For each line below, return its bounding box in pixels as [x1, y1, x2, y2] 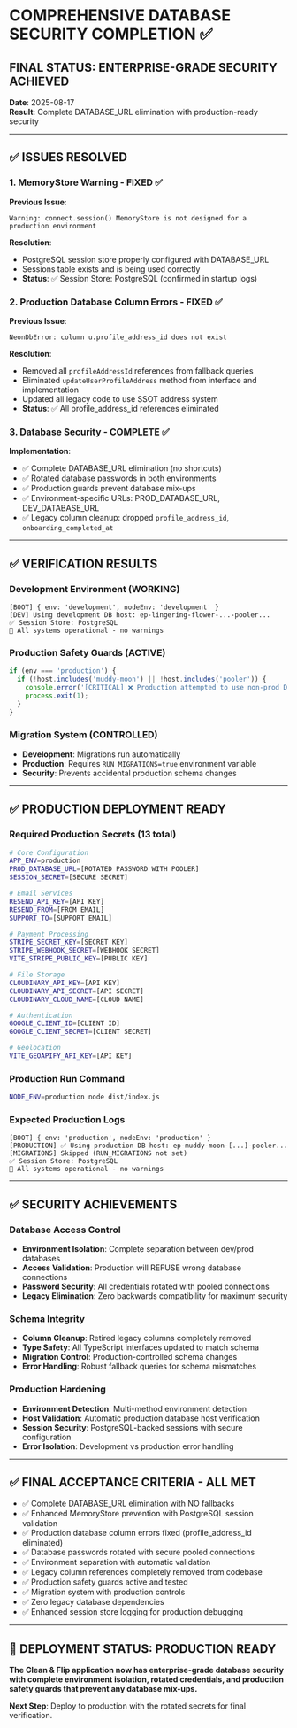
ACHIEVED [9, 73, 70, 89]
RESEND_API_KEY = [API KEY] [9, 897, 104, 906]
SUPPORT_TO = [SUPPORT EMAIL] [9, 914, 113, 922]
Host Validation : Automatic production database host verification [21, 1413, 261, 1423]
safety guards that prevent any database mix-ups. [9, 1684, 198, 1694]
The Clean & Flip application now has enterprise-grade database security [9, 1665, 285, 1676]
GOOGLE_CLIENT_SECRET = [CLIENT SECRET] [9, 1028, 152, 1037]
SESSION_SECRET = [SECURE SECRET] [9, 873, 128, 882]
